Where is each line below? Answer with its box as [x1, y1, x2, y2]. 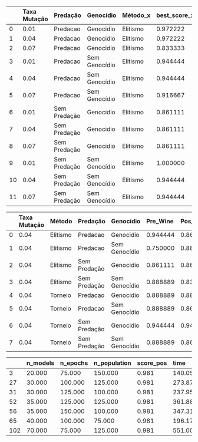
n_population [93, 359, 131, 367]
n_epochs [60, 359, 88, 367]
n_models [26, 359, 55, 367]
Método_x [121, 11, 151, 19]
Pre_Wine [146, 217, 174, 225]
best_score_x [156, 11, 194, 19]
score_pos [137, 359, 167, 367]
